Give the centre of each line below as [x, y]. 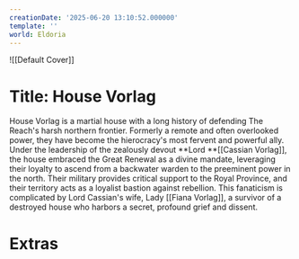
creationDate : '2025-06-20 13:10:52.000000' [94, 18]
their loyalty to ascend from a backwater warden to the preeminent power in [150, 169]
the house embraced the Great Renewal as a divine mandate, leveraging [143, 159]
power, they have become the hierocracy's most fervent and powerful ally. [147, 140]
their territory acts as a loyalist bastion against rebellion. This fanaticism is [146, 188]
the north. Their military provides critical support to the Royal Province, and [148, 179]
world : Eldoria [38, 34]
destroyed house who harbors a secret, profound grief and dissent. [134, 207]
